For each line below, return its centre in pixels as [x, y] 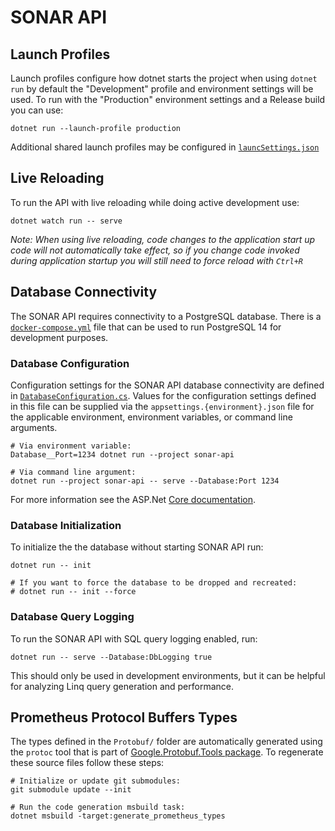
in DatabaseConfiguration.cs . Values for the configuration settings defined [163, 395]
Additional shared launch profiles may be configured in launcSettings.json [165, 147]
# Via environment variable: [71, 446]
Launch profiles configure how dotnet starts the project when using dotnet [164, 78]
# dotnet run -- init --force [73, 592]
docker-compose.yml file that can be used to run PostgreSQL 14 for [146, 327]
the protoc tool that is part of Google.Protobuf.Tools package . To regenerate [167, 752]
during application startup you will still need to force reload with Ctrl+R [157, 260]
